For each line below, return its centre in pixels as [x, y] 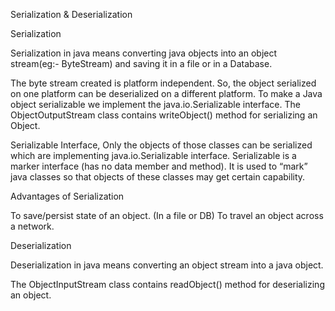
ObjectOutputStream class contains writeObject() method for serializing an [164, 115]
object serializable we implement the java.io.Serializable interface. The [155, 104]
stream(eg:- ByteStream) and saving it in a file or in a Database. [141, 63]
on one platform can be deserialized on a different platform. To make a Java [166, 93]
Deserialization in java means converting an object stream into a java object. [167, 265]
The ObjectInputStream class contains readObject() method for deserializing [167, 284]
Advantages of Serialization [67, 196]
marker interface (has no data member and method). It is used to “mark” [159, 166]
